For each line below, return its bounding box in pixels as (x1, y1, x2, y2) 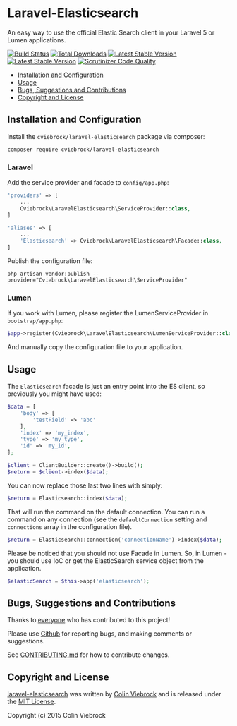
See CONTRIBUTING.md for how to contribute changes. (7, 651, 170, 659)
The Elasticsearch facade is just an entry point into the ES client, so (7, 382, 206, 391)
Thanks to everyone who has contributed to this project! (7, 616, 171, 624)
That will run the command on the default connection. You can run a (7, 507, 205, 516)
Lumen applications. (7, 35, 66, 44)
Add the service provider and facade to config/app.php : (7, 179, 169, 187)
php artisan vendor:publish (7, 270, 90, 278)
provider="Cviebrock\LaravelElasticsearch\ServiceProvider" (7, 277, 188, 284)
